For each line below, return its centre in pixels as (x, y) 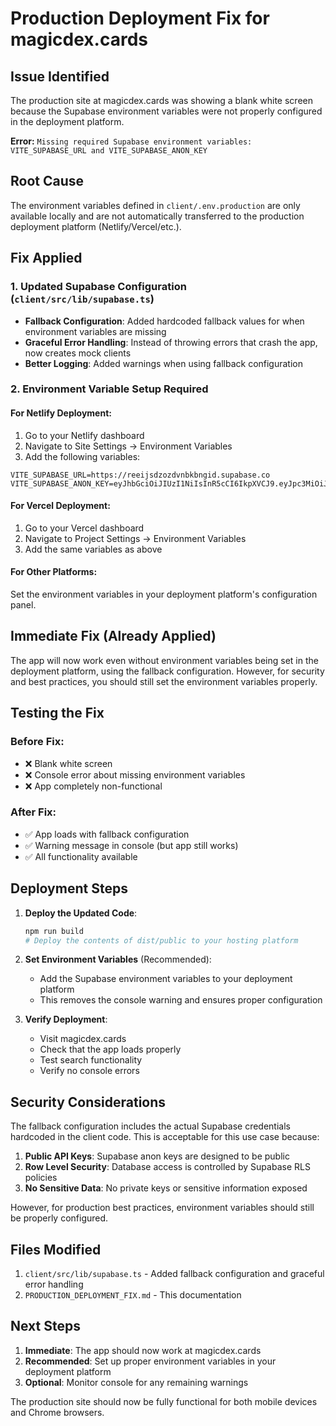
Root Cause (47, 181)
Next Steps (45, 1326)
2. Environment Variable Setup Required (109, 389)
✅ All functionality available (81, 856)
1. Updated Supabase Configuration (98, 287)
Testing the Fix (57, 713)
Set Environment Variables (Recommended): (118, 959)
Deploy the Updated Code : (81, 913)
